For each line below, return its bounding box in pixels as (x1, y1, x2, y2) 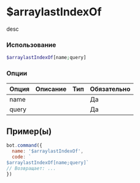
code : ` (12, 154, 32, 160)
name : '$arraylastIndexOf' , (12, 148, 84, 155)
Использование (6, 41, 56, 49)
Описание (35, 85, 67, 93)
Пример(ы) (6, 126, 52, 136)
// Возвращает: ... (6, 165, 56, 171)
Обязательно (90, 85, 131, 93)
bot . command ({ (6, 142, 43, 149)
